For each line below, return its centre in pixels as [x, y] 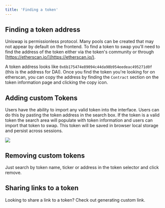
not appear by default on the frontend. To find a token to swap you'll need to [82, 47]
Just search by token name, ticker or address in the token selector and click [82, 168]
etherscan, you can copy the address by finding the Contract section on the [82, 77]
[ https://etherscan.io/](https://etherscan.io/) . [50, 57]
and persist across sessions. [34, 131]
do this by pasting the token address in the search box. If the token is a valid [82, 115]
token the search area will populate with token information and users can [79, 120]
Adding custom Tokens [41, 98]
